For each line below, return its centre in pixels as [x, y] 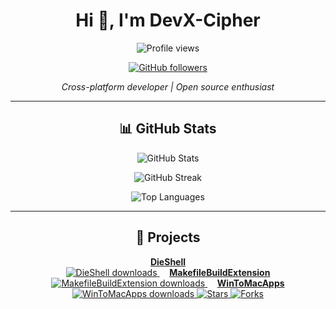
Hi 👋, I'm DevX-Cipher [168, 20]
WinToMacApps [250, 283]
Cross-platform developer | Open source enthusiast [168, 86]
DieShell [168, 261]
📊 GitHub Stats [168, 129]
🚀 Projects [168, 237]
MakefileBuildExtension [220, 272]
